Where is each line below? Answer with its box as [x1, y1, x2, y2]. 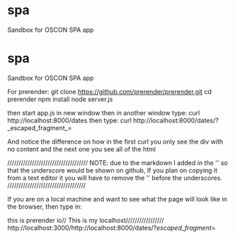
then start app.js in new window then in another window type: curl [7, 108, 200, 117]
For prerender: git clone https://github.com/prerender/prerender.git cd [7, 87, 212, 95]
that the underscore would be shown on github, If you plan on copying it [7, 165, 218, 175]
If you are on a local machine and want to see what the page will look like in [7, 194, 228, 203]
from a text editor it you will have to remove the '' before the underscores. [7, 173, 223, 182]
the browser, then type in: [7, 202, 83, 211]
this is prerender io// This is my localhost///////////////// [7, 216, 164, 224]
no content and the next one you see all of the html [7, 144, 156, 153]
